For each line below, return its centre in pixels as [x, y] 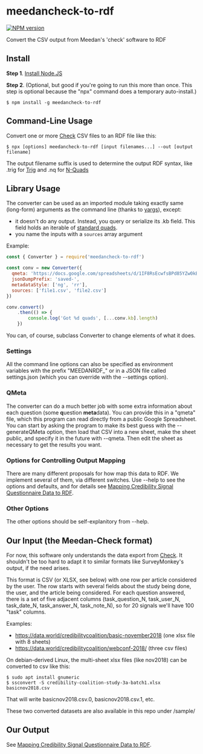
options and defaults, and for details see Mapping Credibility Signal [90, 486]
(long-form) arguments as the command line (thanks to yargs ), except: [94, 209]
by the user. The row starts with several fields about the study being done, [99, 586]
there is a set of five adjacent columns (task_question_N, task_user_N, [94, 599]
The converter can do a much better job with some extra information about [99, 406]
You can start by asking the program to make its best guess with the [91, 425]
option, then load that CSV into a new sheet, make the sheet [121, 431]
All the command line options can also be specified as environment [90, 364]
